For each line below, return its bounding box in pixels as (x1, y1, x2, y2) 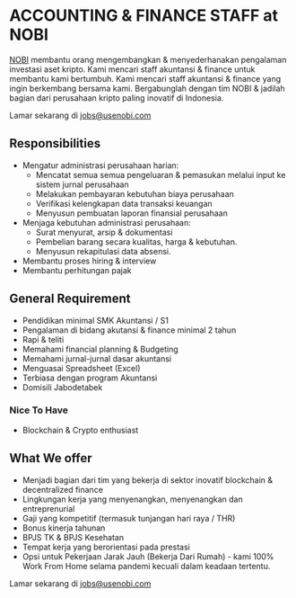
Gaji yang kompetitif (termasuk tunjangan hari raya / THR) (22, 513, 236, 523)
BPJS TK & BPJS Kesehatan (22, 531, 124, 542)
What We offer (9, 451, 92, 466)
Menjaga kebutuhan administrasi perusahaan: (22, 217, 191, 228)
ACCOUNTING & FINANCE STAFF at (9, 5, 279, 26)
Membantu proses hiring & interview (22, 255, 157, 266)
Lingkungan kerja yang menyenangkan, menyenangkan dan (22, 494, 244, 504)
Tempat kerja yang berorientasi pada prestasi (22, 541, 190, 552)
